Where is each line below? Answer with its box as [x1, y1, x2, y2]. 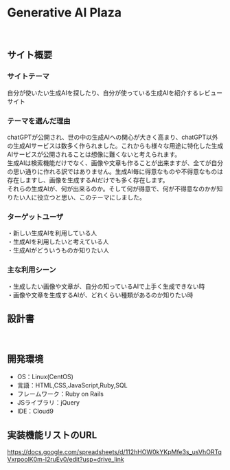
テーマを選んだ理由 [7, 116, 71, 125]
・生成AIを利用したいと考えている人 [7, 237, 109, 246]
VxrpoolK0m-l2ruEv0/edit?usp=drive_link [7, 455, 125, 463]
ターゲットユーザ [7, 212, 64, 222]
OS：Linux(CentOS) [16, 373, 74, 381]
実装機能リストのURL [7, 429, 97, 441]
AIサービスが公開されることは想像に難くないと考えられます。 [7, 150, 181, 158]
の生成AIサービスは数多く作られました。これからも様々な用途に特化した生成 [7, 141, 224, 149]
